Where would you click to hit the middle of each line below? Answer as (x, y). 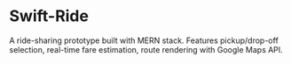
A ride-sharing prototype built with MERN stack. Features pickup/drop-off (144, 40)
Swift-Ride (49, 16)
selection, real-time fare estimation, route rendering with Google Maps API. (146, 49)
